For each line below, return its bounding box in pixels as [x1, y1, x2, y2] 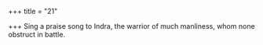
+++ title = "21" [8, 7, 58, 16]
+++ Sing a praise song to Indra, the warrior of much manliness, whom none [8, 22, 255, 30]
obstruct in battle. [8, 30, 65, 39]
